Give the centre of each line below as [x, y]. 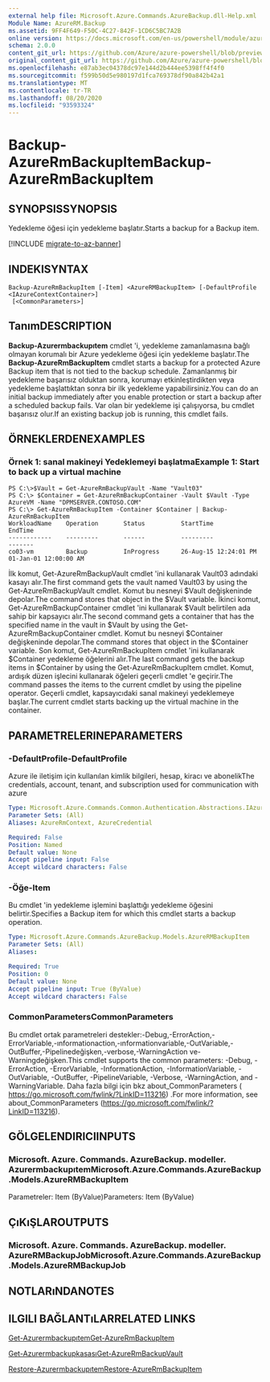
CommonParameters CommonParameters [91, 1017]
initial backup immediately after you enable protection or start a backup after [135, 397]
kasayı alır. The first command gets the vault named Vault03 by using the [128, 583]
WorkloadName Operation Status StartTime [111, 524]
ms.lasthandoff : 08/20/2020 [55, 98]
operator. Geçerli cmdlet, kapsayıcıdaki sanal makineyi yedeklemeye [121, 693]
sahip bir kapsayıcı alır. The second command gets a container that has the [131, 616]
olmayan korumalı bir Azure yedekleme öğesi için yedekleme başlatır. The [129, 354]
